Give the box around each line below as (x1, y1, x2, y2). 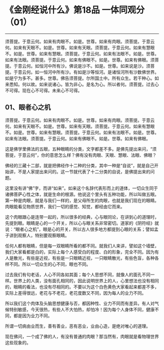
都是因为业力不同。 (13, 312, 52, 319)
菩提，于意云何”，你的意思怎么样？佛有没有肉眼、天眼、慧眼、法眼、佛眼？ (5, 152, 157, 158)
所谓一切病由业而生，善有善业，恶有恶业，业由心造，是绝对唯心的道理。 (5, 323, 150, 329)
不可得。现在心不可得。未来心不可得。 (5, 87, 82, 93)
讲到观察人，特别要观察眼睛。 (9, 232, 69, 238)
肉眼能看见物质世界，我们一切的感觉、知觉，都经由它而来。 (5, 203, 125, 209)
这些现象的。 (5, 339, 31, 346)
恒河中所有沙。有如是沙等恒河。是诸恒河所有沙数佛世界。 (43, 69, 159, 75)
